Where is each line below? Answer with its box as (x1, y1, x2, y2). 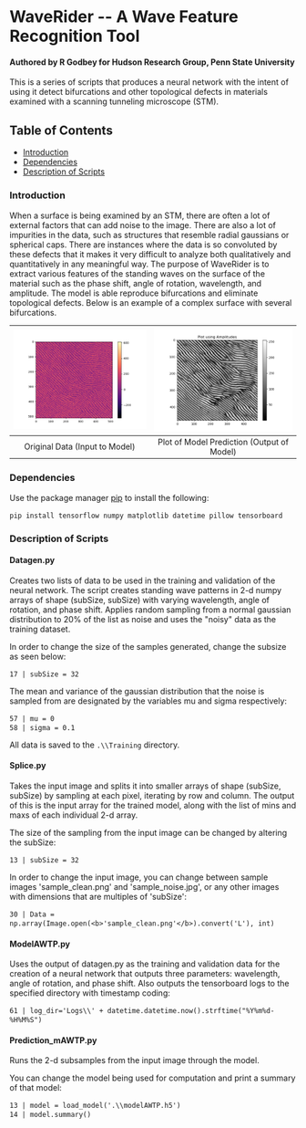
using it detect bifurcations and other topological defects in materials (9, 87, 269, 98)
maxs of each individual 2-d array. (9, 809, 138, 820)
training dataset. (9, 623, 71, 634)
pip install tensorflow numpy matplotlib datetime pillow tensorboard (9, 511, 283, 520)
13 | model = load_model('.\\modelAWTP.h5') (9, 1102, 181, 1111)
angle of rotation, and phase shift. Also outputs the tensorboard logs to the (9, 978, 290, 989)
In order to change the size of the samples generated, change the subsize (9, 641, 287, 652)
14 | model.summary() (9, 1111, 92, 1120)
